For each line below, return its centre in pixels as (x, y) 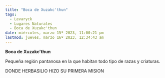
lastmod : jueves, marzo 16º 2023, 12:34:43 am (54, 38)
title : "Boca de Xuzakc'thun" (37, 10)
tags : (11, 14)
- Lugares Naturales (31, 24)
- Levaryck (21, 19)
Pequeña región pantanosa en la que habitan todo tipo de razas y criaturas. (83, 61)
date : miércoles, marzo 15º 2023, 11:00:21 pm (54, 33)
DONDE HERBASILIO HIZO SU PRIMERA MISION (54, 71)
